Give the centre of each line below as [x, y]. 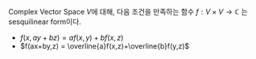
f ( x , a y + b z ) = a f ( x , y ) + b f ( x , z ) [72, 37]
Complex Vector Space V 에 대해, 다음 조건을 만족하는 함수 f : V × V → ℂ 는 [128, 12]
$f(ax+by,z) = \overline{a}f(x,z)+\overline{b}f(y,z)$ [105, 46]
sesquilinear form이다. [45, 22]
